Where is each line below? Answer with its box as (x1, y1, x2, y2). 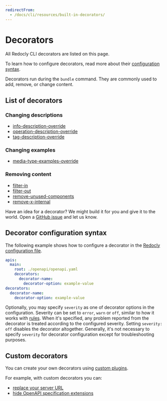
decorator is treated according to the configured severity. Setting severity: (5, 321, 163, 327)
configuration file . (5, 247, 42, 253)
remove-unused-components (12, 193, 74, 199)
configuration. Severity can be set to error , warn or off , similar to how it (5, 310, 154, 316)
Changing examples (5, 147, 56, 154)
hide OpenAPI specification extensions (12, 390, 94, 396)
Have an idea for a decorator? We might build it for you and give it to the (5, 208, 156, 214)
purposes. (5, 337, 27, 343)
